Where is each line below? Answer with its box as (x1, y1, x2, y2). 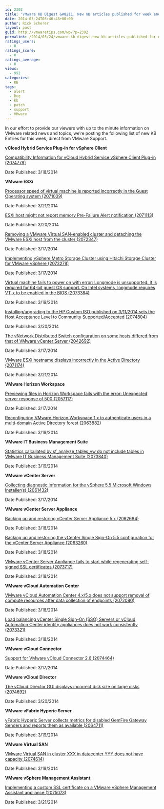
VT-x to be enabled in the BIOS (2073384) (5, 289, 90, 296)
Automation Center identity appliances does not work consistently (5, 621, 138, 627)
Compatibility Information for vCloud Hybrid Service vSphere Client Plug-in (5, 154, 156, 160)
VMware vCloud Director (5, 674, 57, 680)
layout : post (5, 25, 32, 30)
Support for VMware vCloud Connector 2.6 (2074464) (5, 655, 115, 661)
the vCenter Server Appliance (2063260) (5, 540, 88, 546)
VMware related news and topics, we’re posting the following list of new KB (5, 130, 157, 136)
